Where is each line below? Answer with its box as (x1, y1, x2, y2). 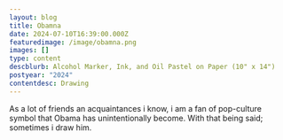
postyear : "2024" (9, 71, 74, 80)
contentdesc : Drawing (9, 79, 90, 88)
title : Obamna (9, 21, 62, 30)
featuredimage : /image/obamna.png (9, 37, 138, 47)
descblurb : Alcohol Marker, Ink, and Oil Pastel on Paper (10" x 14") (9, 63, 276, 72)
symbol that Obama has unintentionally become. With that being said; (9, 113, 263, 123)
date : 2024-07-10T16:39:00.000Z (9, 29, 129, 38)
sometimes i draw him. (9, 121, 92, 133)
